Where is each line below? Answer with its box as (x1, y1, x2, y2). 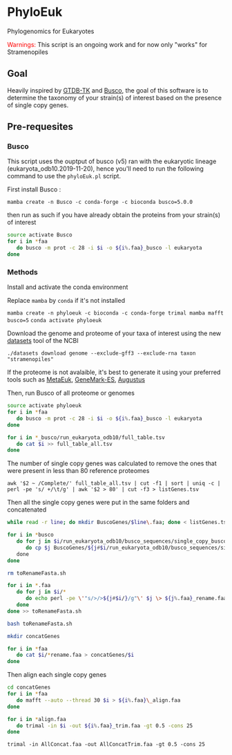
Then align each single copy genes (7, 671, 107, 679)
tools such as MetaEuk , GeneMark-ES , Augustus (7, 375, 146, 384)
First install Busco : (7, 185, 61, 194)
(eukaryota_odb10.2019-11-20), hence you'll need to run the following (7, 165, 204, 173)
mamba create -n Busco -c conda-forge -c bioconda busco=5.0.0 (7, 198, 193, 206)
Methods (7, 267, 38, 277)
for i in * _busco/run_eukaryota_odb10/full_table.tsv (7, 434, 166, 441)
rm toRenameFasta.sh (7, 570, 67, 577)
